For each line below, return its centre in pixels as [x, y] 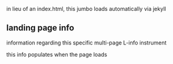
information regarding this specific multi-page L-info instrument [86, 43]
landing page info [40, 28]
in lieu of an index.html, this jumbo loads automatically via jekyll [86, 9]
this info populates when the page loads [57, 54]
